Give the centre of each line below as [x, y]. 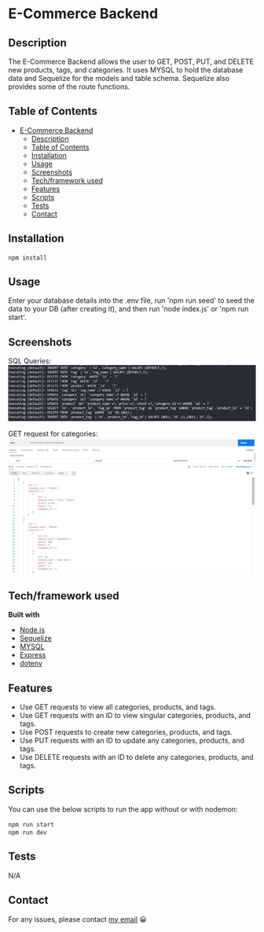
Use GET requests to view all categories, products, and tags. [117, 707]
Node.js [32, 630]
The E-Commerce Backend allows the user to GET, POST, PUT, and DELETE [131, 61]
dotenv [31, 663]
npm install [27, 258]
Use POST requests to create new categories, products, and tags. [126, 732]
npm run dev [27, 832]
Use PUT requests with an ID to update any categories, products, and [132, 741]
